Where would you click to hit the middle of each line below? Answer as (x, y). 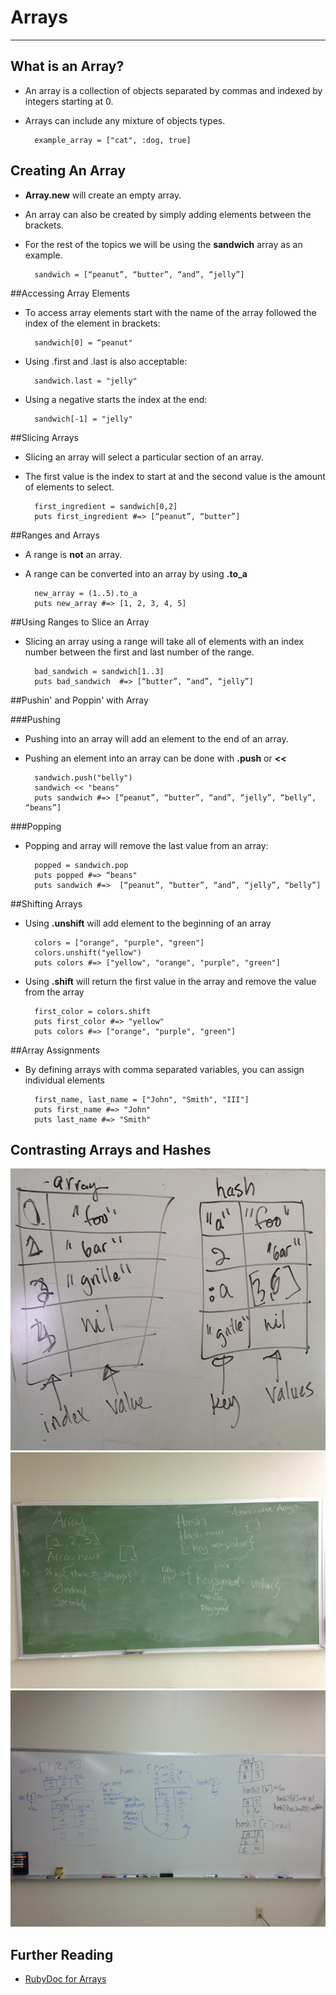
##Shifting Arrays (46, 903)
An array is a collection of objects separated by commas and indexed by (173, 90)
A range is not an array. (73, 554)
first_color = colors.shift (93, 1011)
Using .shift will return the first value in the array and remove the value (170, 981)
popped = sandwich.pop (81, 865)
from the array (54, 992)
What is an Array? (67, 66)
